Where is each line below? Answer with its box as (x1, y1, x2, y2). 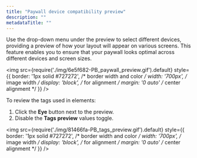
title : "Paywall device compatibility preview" (6, 8, 126, 15)
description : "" (6, 14, 46, 20)
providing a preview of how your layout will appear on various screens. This (6, 42, 191, 49)
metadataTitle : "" (6, 20, 52, 26)
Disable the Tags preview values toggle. (14, 115, 114, 122)
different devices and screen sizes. (6, 55, 92, 62)
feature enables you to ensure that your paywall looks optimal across (6, 49, 175, 56)
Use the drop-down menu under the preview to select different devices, (6, 36, 182, 43)
